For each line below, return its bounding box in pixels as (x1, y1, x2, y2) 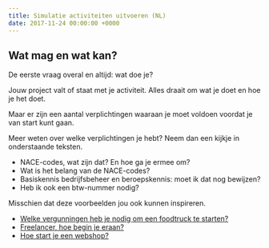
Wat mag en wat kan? (8, 49, 118, 62)
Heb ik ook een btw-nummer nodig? (19, 183, 139, 193)
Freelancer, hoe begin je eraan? (19, 222, 124, 232)
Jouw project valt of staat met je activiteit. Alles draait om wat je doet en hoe (8, 86, 261, 95)
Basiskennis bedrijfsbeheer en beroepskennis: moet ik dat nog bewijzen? (19, 174, 261, 184)
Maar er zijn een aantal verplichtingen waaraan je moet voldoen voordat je (8, 110, 253, 119)
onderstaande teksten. (8, 142, 82, 152)
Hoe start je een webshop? (19, 231, 110, 241)
